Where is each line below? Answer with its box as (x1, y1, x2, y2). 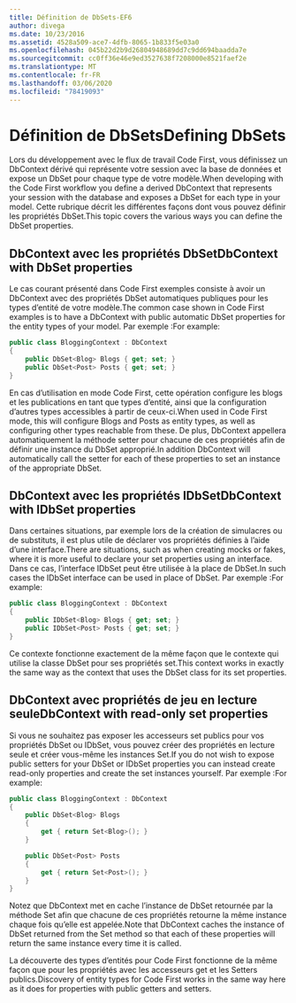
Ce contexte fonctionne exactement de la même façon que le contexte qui (9, 648, 279, 658)
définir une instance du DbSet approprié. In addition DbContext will (9, 444, 251, 455)
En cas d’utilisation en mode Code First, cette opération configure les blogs (9, 387, 283, 398)
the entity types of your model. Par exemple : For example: (9, 321, 221, 332)
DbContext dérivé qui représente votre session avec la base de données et (9, 164, 282, 175)
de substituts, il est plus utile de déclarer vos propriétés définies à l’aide (9, 535, 270, 546)
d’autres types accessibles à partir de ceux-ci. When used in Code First (9, 406, 268, 416)
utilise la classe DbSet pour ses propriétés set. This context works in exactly (9, 657, 285, 668)
